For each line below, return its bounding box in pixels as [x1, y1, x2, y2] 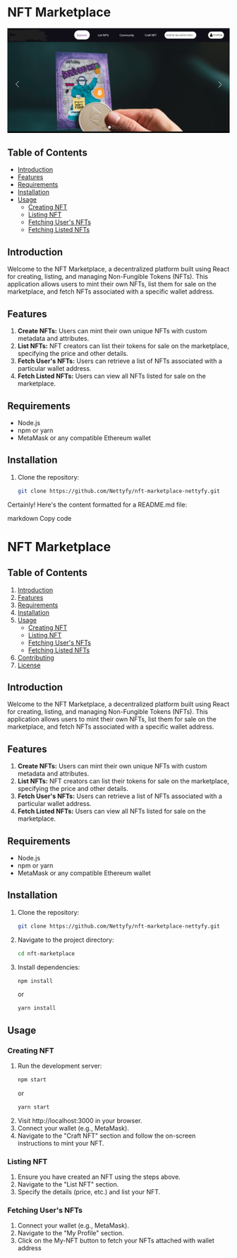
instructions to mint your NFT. [17, 1138, 104, 1147]
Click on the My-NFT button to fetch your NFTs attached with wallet [17, 1236, 215, 1245]
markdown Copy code [7, 514, 72, 522]
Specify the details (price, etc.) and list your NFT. [17, 1188, 161, 1196]
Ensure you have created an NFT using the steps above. [17, 1172, 181, 1182]
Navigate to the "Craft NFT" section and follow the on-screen [17, 1131, 196, 1140]
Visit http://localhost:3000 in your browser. [17, 1116, 142, 1125]
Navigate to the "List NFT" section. [17, 1180, 119, 1189]
